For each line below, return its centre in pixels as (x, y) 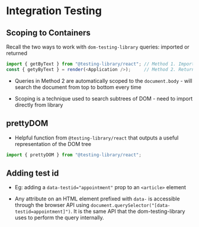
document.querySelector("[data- (131, 206)
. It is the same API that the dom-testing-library (128, 212)
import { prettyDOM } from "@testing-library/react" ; (74, 155)
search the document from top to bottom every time (78, 87)
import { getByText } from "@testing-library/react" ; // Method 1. (91, 64)
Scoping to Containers (48, 33)
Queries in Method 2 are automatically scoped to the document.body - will (103, 80)
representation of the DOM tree (53, 144)
